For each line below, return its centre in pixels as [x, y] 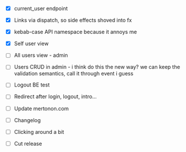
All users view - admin [41, 56]
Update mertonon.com [41, 108]
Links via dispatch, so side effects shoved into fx [73, 20]
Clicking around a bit [39, 132]
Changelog [27, 120]
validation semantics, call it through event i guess [74, 74]
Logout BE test [32, 85]
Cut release [28, 143]
